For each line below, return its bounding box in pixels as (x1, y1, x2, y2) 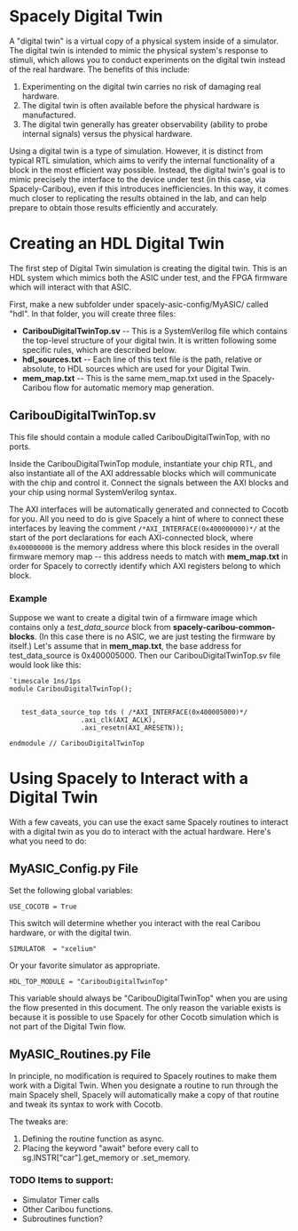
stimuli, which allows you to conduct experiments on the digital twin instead (9, 54, 286, 65)
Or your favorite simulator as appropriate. (9, 960, 161, 971)
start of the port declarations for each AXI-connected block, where (9, 532, 254, 543)
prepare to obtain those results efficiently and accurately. (9, 202, 219, 212)
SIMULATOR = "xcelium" (9, 944, 98, 953)
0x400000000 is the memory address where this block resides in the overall (9, 541, 279, 552)
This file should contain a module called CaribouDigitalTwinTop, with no (9, 431, 271, 442)
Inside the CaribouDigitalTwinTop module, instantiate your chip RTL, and (9, 458, 273, 468)
